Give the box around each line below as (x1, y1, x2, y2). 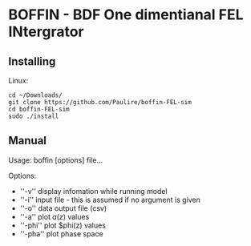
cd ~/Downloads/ (8, 91, 63, 99)
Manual (8, 134, 47, 147)
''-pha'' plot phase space (19, 228, 103, 238)
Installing (8, 54, 56, 68)
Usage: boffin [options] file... (8, 155, 103, 165)
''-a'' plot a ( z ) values (19, 212, 90, 221)
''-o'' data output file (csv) (19, 203, 107, 213)
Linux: (8, 76, 29, 85)
